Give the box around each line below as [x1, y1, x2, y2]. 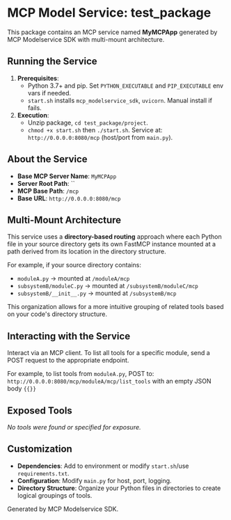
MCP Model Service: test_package [7, 5, 212, 21]
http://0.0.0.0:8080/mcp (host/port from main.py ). [27, 133, 173, 141]
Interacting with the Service [7, 330, 131, 342]
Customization [7, 443, 73, 455]
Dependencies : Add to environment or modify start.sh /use [17, 462, 189, 470]
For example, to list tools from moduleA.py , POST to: [7, 370, 154, 378]
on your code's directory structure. [7, 310, 108, 318]
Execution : [17, 111, 49, 119]
